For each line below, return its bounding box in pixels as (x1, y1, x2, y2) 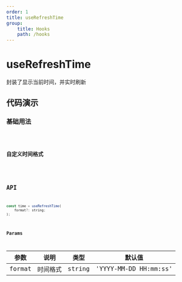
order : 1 (6, 8, 29, 15)
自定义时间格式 (6, 151, 44, 158)
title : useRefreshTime (6, 15, 64, 21)
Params (6, 230, 23, 237)
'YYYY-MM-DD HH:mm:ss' (95, 265, 173, 273)
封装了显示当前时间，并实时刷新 (6, 78, 86, 86)
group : (6, 20, 23, 26)
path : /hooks (17, 32, 50, 38)
